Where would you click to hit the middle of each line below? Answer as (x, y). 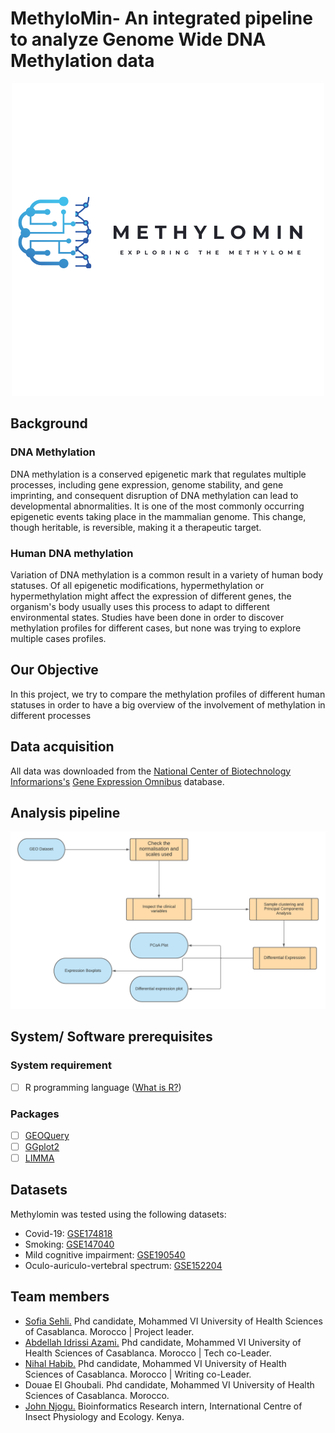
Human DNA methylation (72, 553)
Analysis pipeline (65, 812)
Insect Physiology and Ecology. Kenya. (104, 1416)
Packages (35, 1114)
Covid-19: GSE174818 (68, 1233)
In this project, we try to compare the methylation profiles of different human (168, 694)
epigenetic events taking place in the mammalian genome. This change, (158, 516)
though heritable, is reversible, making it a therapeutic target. (136, 527)
